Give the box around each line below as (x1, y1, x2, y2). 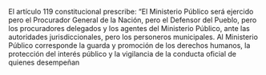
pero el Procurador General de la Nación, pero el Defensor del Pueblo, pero (8, 15, 257, 25)
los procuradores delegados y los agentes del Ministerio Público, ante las (8, 24, 250, 33)
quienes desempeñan (8, 57, 80, 67)
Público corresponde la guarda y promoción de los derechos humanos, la (8, 41, 251, 50)
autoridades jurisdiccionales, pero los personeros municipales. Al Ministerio (8, 32, 259, 41)
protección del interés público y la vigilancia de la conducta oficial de (8, 49, 237, 58)
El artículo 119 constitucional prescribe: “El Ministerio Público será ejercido (8, 7, 254, 16)
